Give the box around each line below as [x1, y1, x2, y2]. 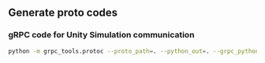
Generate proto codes [8, 6, 118, 19]
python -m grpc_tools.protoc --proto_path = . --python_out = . [8, 47, 211, 55]
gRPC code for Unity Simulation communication [8, 30, 195, 40]
